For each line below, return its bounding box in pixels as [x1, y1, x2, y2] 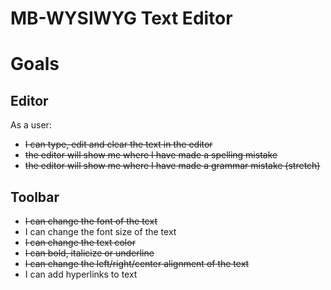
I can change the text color [24, 237, 136, 248]
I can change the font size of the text [24, 226, 177, 237]
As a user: [10, 119, 52, 131]
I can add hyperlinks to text [24, 268, 138, 280]
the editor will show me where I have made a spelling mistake [24, 149, 278, 161]
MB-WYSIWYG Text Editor [10, 7, 233, 30]
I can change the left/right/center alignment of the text [24, 258, 250, 269]
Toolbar [10, 188, 60, 206]
